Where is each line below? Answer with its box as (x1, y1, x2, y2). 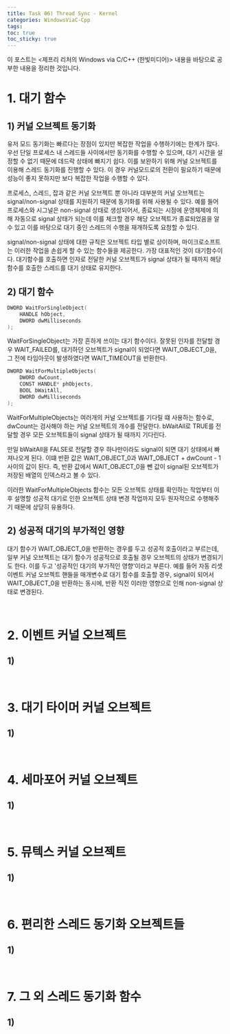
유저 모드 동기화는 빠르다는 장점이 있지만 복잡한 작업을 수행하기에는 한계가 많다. (7, 140, 220, 148)
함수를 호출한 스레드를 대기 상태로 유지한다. (7, 264, 123, 272)
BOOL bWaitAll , (19, 387, 63, 394)
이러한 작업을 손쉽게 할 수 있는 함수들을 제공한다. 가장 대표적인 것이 (14, 246, 194, 255)
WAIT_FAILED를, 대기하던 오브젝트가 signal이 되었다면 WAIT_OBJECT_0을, (14, 346, 217, 354)
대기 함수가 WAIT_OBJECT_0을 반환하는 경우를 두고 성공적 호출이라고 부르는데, (7, 545, 220, 553)
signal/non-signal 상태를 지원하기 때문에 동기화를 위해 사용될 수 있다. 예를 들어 (7, 198, 219, 206)
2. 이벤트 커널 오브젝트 (7, 627, 127, 643)
